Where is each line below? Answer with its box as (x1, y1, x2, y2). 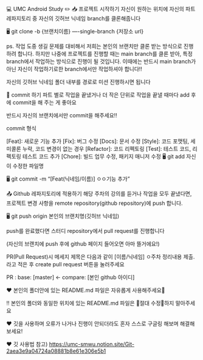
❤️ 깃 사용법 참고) (6, 341, 48, 348)
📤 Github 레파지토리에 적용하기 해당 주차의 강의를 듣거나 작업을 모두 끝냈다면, (6, 190, 192, 197)
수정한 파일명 (12, 162, 44, 169)
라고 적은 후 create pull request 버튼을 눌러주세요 (6, 261, 125, 268)
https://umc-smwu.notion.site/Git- (49, 341, 135, 348)
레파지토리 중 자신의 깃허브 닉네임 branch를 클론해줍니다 (6, 15, 141, 22)
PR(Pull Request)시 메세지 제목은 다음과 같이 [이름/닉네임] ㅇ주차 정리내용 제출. (6, 253, 195, 260)
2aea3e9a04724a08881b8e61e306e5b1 (6, 347, 106, 355)
